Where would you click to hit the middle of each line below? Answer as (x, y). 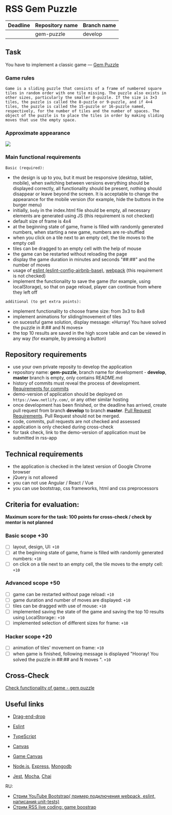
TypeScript (24, 736)
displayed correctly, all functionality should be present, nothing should (87, 188)
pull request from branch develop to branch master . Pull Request (82, 411)
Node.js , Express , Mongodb (42, 766)
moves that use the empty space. (41, 120)
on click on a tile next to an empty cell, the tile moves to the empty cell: (88, 564)
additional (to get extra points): (43, 301)
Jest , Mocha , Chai (32, 776)
